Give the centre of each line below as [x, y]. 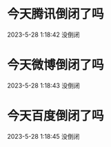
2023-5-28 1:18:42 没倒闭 [44, 35]
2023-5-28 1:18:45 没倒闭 [43, 136]
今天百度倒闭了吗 [56, 116]
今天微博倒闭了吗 [56, 65]
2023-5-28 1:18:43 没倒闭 [44, 85]
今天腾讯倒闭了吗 [56, 14]
